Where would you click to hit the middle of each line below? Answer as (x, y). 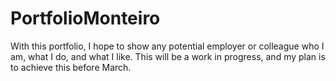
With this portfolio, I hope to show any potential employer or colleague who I (167, 46)
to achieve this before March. (71, 67)
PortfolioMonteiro (85, 18)
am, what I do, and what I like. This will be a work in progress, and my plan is (168, 56)
